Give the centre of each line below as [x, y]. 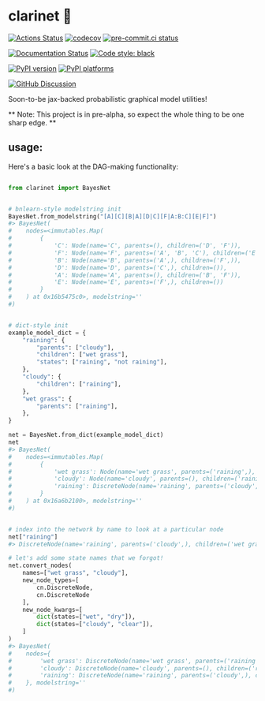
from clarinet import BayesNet [60, 188]
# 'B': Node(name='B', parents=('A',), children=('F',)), [125, 260]
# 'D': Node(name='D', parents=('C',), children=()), [118, 267]
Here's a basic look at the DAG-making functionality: [93, 166]
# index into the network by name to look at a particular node [116, 529]
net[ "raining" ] [33, 537]
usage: [26, 148]
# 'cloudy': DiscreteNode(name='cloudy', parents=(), [111, 668]
